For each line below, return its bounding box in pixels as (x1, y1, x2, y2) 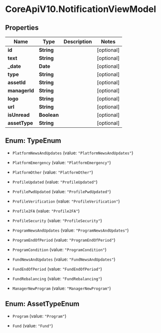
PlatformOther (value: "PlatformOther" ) (12, 169, 93, 175)
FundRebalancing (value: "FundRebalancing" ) (12, 276, 102, 282)
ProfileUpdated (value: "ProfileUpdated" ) (12, 179, 98, 185)
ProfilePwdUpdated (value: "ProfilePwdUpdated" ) (12, 188, 111, 194)
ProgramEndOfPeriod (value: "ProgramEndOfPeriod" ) (12, 237, 116, 243)
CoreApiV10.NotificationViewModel (5, 3, 156, 15)
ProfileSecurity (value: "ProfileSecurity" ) (12, 217, 102, 223)
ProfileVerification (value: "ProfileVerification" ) (12, 198, 120, 204)
